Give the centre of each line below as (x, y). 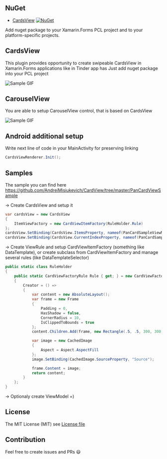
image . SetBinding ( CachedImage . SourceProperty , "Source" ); (93, 359)
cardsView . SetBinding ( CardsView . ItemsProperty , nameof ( (64, 233)
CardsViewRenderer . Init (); (33, 157)
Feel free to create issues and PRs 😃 (43, 452)
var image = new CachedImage (62, 341)
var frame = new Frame (55, 299)
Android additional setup (44, 136)
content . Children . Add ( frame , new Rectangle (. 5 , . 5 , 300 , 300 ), (98, 332)
